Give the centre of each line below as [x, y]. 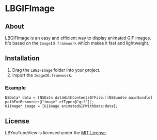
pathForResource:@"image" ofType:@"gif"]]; [50, 102]
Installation [22, 58]
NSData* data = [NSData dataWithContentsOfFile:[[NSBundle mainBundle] [79, 98]
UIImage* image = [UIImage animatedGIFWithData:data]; [62, 106]
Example [16, 88]
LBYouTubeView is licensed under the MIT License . [56, 132]
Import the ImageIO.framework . [42, 75]
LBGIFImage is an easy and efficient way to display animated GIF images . [78, 38]
